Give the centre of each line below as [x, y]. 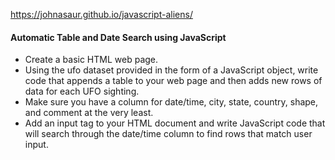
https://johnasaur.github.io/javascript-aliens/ [101, 14]
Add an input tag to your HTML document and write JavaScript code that [175, 123]
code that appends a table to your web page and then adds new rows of [173, 81]
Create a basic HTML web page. [91, 60]
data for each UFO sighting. [82, 91]
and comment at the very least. [89, 113]
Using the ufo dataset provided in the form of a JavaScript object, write [171, 70]
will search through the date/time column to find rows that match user [168, 134]
